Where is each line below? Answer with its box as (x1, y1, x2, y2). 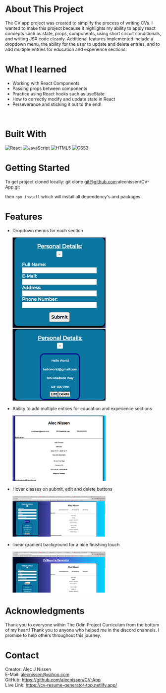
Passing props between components (12, 86, 88, 91)
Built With (5, 128, 47, 140)
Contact (5, 650, 39, 661)
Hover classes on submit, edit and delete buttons (12, 486, 112, 492)
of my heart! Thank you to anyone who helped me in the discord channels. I (5, 627, 160, 633)
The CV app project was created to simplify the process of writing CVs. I (5, 20, 153, 26)
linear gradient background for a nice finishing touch (12, 542, 120, 548)
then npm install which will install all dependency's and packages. (5, 193, 142, 199)
